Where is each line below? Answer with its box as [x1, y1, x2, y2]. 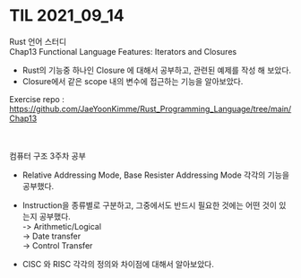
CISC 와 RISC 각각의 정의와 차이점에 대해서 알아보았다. [21, 258, 215, 269]
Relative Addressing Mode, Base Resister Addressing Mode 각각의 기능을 [21, 169, 289, 180]
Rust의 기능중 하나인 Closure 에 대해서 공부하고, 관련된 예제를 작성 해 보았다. [21, 65, 292, 75]
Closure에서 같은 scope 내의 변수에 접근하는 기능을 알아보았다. [21, 75, 244, 86]
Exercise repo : [9, 93, 64, 104]
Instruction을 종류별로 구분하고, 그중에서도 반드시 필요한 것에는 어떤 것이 [21, 199, 278, 211]
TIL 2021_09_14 [9, 5, 125, 26]
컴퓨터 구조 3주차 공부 [9, 150, 87, 161]
